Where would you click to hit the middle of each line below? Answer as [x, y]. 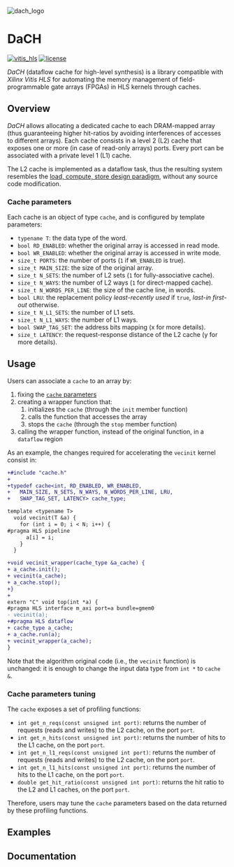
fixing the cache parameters [57, 394]
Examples [29, 832]
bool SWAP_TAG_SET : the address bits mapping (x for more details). [111, 327]
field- [187, 79]
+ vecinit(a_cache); [37, 576]
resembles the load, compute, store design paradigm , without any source [112, 176]
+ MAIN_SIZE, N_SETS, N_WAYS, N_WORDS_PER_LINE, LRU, [90, 492]
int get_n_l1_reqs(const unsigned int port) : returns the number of [116, 752]
